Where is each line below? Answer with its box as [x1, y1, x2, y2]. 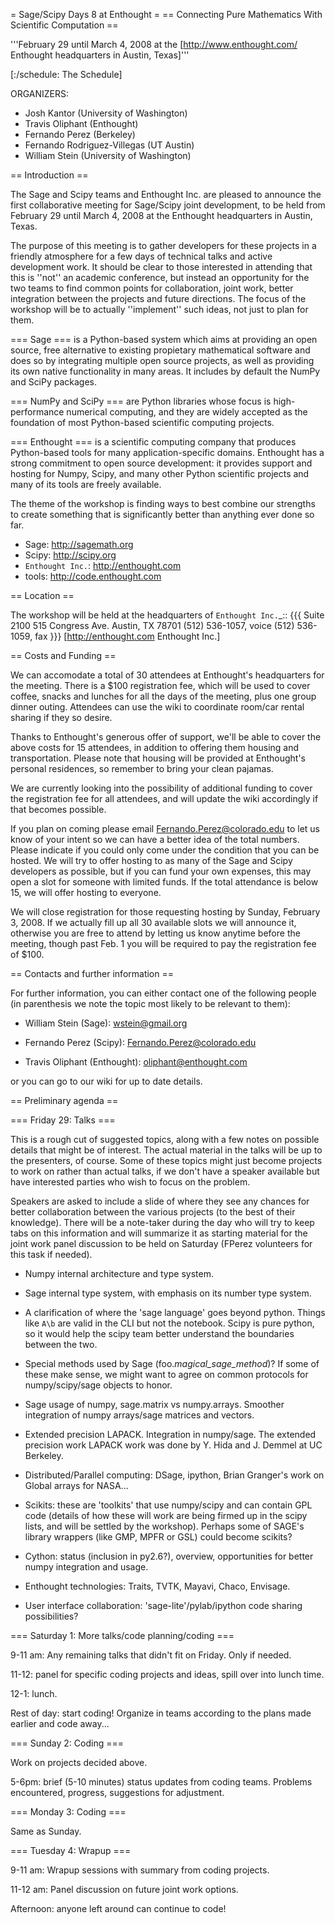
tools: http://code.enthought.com [24, 570, 162, 582]
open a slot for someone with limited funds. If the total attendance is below [10, 876, 319, 888]
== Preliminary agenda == [10, 1095, 119, 1106]
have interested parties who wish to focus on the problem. [10, 1176, 251, 1188]
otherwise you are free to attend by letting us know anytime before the [10, 927, 301, 939]
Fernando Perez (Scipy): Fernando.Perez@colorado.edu [24, 1037, 257, 1048]
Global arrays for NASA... [24, 1480, 129, 1491]
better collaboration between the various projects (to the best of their [10, 1206, 296, 1218]
